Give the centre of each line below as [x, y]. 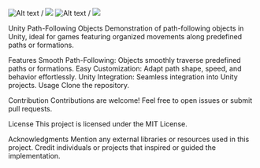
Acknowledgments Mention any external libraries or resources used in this [129, 139]
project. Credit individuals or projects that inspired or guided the [112, 148]
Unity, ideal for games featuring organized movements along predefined [125, 37]
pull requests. [30, 109]
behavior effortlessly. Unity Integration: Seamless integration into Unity [123, 77]
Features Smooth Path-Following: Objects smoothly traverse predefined [125, 60]
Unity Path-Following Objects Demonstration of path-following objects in [126, 28]
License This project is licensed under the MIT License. [98, 124]
